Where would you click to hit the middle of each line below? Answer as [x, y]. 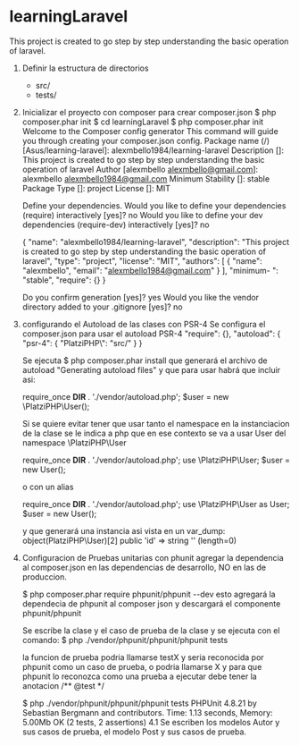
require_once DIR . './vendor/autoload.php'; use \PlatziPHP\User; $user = [156, 460]
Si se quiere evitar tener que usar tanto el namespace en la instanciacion [156, 423]
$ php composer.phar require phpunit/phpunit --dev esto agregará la [149, 594]
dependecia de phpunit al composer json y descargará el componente [151, 603]
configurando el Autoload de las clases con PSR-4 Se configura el [144, 324]
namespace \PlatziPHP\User [74, 442]
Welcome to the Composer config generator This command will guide [150, 131]
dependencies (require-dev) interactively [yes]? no [116, 225]
